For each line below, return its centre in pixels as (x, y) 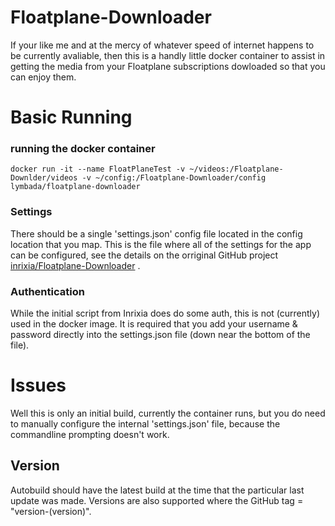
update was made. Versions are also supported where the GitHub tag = (157, 500)
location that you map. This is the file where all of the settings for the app (161, 244)
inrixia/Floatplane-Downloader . (75, 265)
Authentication (47, 291)
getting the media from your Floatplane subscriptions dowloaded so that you (168, 66)
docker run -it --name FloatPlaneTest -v (98, 169)
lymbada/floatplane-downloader (75, 187)
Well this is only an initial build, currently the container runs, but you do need (168, 413)
